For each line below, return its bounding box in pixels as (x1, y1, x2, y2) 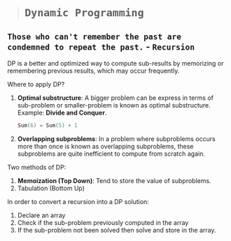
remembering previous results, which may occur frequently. (7, 66, 180, 75)
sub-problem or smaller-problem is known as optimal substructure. (17, 101, 211, 109)
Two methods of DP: (7, 163, 66, 171)
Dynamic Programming (24, 6, 145, 20)
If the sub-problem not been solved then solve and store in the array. (17, 226, 216, 234)
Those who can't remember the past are (7, 31, 182, 41)
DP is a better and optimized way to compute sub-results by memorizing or (7, 59, 224, 67)
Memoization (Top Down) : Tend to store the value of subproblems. (17, 176, 211, 184)
